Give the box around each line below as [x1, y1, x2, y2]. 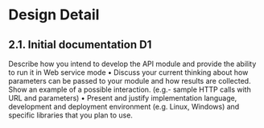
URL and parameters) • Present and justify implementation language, [8, 93, 237, 102]
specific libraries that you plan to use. [8, 110, 133, 120]
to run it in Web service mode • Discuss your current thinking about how [8, 68, 249, 77]
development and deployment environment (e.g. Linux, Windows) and [8, 102, 240, 111]
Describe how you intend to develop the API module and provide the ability [8, 59, 257, 68]
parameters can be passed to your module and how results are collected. [8, 76, 251, 85]
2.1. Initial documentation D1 [8, 38, 152, 52]
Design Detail [8, 6, 100, 24]
